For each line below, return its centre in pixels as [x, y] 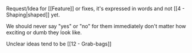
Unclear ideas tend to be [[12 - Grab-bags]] [59, 44]
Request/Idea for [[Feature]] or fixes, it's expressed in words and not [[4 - [95, 9]
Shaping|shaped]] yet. [33, 15]
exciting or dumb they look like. [44, 32]
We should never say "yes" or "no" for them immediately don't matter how [96, 26]
